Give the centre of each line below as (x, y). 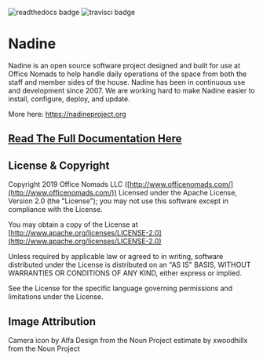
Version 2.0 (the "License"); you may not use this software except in (119, 201)
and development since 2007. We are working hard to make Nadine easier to (131, 90)
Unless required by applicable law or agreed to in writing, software (116, 257)
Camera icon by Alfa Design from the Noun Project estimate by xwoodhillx (128, 340)
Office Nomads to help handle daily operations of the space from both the (128, 74)
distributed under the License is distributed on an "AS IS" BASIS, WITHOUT (130, 265)
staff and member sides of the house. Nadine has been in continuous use (127, 82)
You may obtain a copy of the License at (73, 224)
